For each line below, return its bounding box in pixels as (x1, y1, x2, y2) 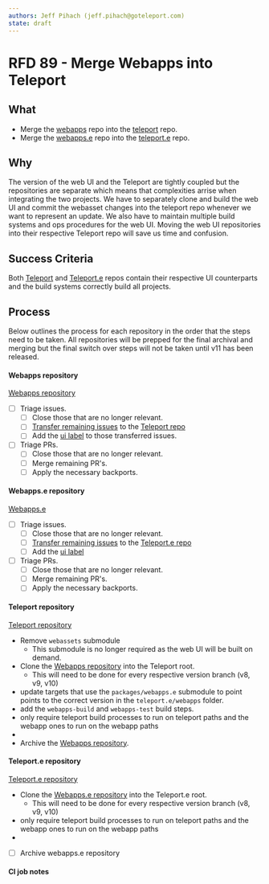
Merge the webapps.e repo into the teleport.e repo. (19, 133, 190, 142)
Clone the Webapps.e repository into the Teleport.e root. (19, 789, 207, 800)
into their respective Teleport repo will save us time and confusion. (8, 228, 229, 238)
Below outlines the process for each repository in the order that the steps (8, 326, 251, 336)
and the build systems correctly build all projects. (8, 282, 171, 292)
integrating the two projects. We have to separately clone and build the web (8, 194, 259, 204)
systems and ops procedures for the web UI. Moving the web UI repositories (8, 220, 261, 230)
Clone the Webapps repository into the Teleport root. (19, 661, 195, 671)
